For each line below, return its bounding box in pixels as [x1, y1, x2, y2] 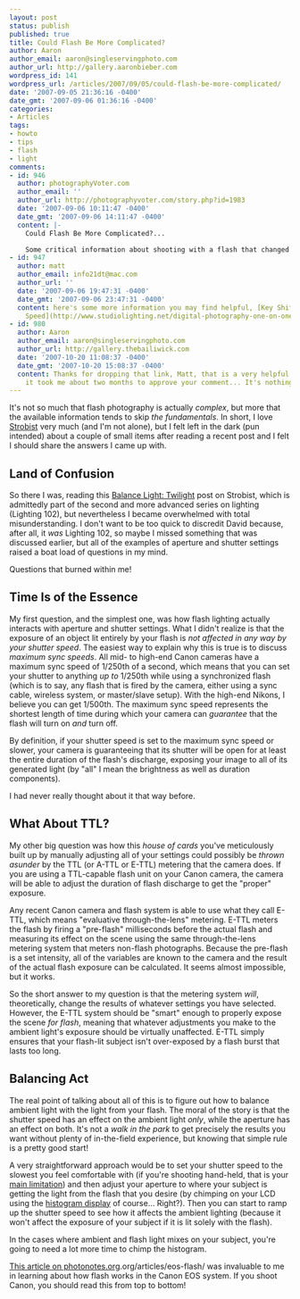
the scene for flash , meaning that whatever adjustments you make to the [9, 1017, 277, 1028]
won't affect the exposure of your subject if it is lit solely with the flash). [9, 1216, 272, 1228]
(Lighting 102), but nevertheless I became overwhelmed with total [9, 509, 250, 520]
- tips [9, 137, 34, 146]
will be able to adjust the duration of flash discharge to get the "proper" [9, 878, 272, 888]
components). [9, 773, 61, 784]
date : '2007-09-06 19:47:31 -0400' [17, 287, 150, 296]
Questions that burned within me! [9, 564, 132, 575]
